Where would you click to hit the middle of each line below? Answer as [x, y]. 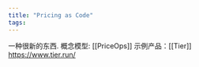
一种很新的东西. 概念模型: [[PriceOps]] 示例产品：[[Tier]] [100, 46]
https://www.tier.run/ [42, 55]
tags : [17, 23]
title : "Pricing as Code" [51, 15]
